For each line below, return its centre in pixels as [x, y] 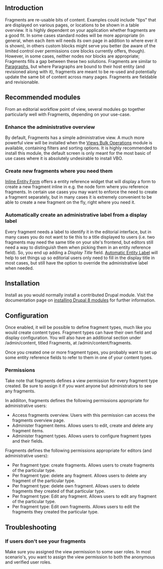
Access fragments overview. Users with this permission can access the [84, 415]
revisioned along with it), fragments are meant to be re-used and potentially [81, 71]
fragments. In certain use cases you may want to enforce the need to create [81, 192]
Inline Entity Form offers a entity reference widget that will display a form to [81, 182]
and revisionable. [22, 82]
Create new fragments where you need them [59, 171]
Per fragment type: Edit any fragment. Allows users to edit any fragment [84, 496]
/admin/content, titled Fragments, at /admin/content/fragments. [69, 343]
